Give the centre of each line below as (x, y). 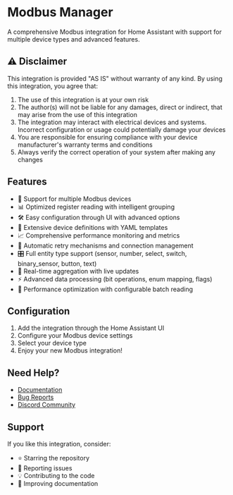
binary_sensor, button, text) (57, 263)
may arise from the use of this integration (77, 114)
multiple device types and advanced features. (74, 39)
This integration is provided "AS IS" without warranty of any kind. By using (115, 78)
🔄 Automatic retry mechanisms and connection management (105, 245)
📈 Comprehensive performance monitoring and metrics (99, 235)
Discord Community (46, 405)
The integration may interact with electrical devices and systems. (112, 122)
